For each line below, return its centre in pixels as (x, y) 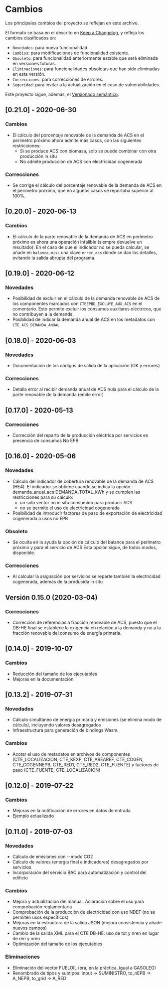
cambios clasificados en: (31, 38)
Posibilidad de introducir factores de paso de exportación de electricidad (87, 513)
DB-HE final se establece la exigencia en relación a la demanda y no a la (86, 628)
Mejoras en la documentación (43, 679)
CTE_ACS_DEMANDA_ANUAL (36, 325)
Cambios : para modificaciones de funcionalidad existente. (71, 53)
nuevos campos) (30, 928)
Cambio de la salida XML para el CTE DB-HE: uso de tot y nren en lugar (86, 933)
